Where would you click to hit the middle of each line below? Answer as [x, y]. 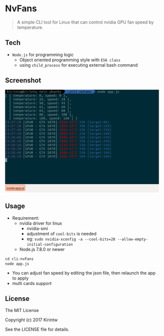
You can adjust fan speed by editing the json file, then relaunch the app [84, 273]
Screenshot [23, 81]
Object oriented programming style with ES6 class [70, 60]
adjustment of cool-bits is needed [61, 233]
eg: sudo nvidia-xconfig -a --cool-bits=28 [71, 239]
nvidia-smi [37, 228]
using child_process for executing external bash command [79, 65]
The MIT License [22, 310]
